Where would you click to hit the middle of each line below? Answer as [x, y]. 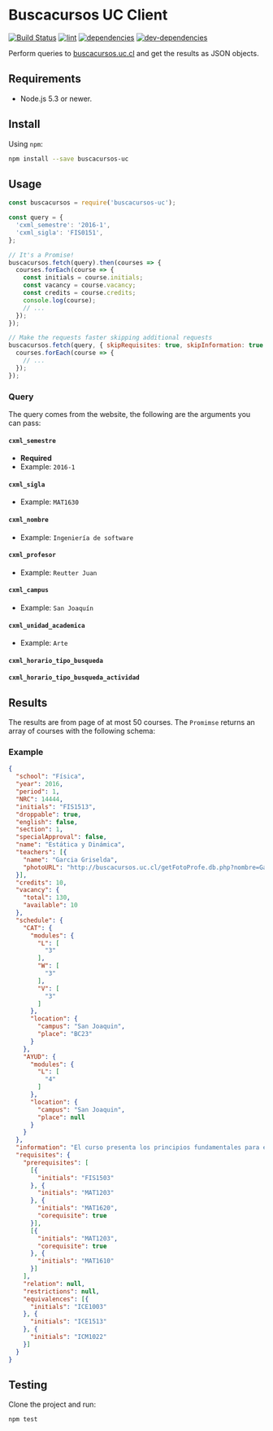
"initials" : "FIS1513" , [56, 807]
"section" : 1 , [39, 830]
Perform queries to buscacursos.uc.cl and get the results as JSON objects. [134, 53]
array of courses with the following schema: [82, 731]
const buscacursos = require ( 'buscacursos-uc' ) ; [92, 203]
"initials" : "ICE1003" [68, 1306]
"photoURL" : [43, 867]
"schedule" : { [39, 920]
